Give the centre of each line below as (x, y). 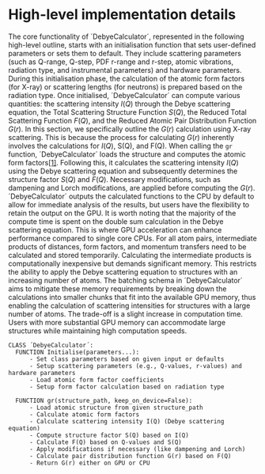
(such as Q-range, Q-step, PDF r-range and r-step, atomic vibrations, (121, 62)
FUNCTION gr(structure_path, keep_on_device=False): (104, 400)
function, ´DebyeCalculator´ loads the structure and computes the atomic (127, 154)
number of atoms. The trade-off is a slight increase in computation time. (126, 313)
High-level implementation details (122, 15)
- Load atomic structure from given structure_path (116, 408)
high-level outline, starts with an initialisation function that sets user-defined (132, 44)
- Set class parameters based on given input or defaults (127, 359)
